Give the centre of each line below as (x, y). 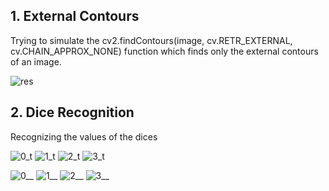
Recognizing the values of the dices (84, 136)
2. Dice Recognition (72, 112)
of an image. (36, 61)
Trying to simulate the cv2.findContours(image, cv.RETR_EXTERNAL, (151, 40)
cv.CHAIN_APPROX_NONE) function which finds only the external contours (164, 51)
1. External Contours (75, 16)
